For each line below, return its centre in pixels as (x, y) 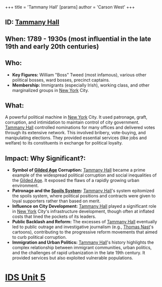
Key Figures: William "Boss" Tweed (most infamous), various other (79, 74)
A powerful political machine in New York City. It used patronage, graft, (76, 117)
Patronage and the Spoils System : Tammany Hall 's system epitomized (83, 191)
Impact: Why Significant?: (45, 158)
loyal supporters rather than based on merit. (56, 201)
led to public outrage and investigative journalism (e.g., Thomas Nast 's (83, 227)
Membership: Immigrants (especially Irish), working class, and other (81, 85)
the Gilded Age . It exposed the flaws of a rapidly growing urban (76, 180)
